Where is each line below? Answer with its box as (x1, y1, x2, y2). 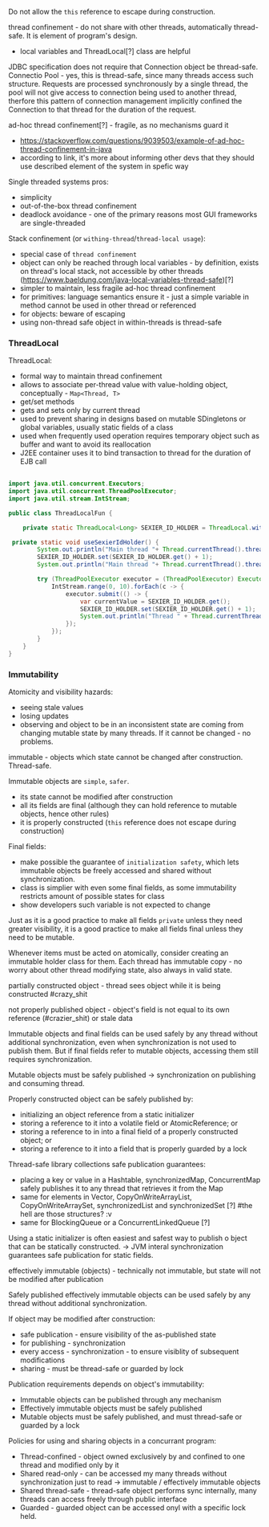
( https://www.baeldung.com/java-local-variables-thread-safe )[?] (19, 275, 234, 284)
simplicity (19, 193, 52, 202)
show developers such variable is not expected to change (19, 900, 211, 909)
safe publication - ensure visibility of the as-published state (19, 1329, 216, 1339)
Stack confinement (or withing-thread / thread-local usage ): (8, 234, 206, 243)
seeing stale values (19, 702, 84, 712)
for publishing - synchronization (19, 1337, 126, 1348)
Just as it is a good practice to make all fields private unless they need (8, 915, 243, 925)
